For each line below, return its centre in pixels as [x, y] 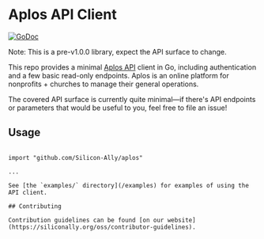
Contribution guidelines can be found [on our [86, 220]
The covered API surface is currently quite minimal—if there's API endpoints [132, 99]
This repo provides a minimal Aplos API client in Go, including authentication [132, 67]
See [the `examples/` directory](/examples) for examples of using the [128, 185]
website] [181, 220]
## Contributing [35, 206]
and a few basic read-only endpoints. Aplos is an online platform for [119, 75]
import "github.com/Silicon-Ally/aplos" [76, 157]
